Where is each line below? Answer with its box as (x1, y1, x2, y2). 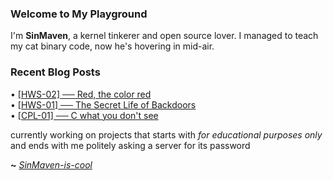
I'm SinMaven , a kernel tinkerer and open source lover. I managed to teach (10, 30, 319, 42)
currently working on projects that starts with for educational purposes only (10, 128, 323, 141)
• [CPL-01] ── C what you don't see (10, 109, 159, 121)
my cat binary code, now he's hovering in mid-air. (10, 40, 215, 52)
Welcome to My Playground (10, 7, 148, 21)
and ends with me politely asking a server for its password (10, 139, 251, 151)
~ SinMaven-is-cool (10, 158, 93, 171)
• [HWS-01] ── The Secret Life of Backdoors (10, 98, 197, 111)
